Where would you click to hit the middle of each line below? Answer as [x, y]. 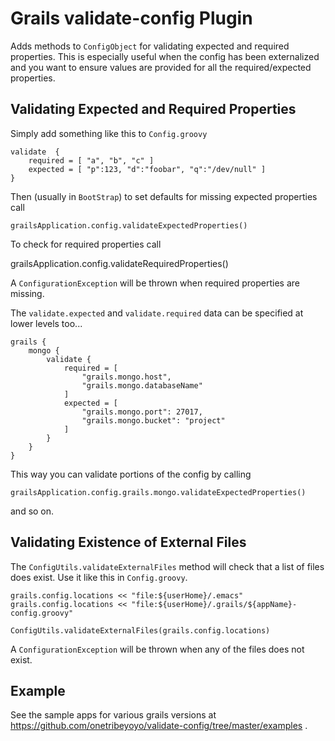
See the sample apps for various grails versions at [113, 715]
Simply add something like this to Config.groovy [109, 133]
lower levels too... [46, 323]
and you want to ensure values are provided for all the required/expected [161, 67]
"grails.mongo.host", [126, 377]
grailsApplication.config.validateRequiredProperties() [119, 263]
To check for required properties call [86, 244]
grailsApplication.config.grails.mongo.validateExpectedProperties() [158, 492]
